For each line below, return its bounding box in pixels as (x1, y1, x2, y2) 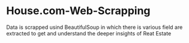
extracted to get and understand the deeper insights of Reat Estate (6, 29, 172, 37)
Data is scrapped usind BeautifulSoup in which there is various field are (6, 24, 183, 31)
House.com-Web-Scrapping (6, 4, 151, 18)
